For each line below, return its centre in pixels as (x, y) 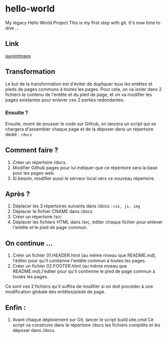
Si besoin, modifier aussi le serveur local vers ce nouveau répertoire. (84, 178)
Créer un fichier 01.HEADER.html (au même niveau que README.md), (85, 255)
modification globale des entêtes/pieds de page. (55, 292)
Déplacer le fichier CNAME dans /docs (53, 211)
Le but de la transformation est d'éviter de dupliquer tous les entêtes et (79, 84)
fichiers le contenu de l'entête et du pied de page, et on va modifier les (79, 94)
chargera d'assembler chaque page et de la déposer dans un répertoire (79, 129)
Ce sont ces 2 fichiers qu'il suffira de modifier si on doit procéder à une (79, 286)
